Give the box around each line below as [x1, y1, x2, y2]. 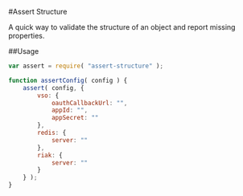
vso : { [37, 92, 60, 100]
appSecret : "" [51, 114, 99, 122]
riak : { [37, 151, 63, 159]
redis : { [37, 129, 67, 137]
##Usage [8, 47, 39, 55]
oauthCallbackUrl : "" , [51, 99, 128, 107]
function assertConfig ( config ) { [8, 76, 128, 84]
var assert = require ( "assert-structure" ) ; [8, 62, 163, 70]
